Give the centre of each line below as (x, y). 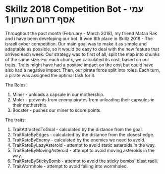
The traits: (16, 120)
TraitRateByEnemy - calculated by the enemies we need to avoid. (79, 140)
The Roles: (16, 85)
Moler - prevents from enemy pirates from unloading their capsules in (83, 99)
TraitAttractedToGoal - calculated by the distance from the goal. (78, 129)
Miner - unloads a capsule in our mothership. (58, 94)
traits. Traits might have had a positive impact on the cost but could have (79, 65)
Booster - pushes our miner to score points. (57, 110)
